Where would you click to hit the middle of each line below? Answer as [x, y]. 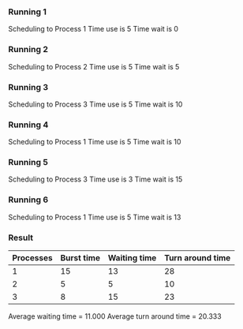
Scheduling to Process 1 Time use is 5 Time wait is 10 [95, 142]
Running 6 [28, 200]
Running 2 [28, 50]
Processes [32, 258]
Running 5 [28, 163]
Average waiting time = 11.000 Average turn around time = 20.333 [115, 316]
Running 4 [28, 125]
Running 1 [28, 12]
